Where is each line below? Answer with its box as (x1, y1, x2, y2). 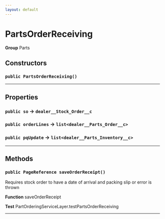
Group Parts (5, 45, 30, 51)
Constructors (5, 59, 47, 67)
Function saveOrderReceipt (5, 194, 61, 200)
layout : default (5, 7, 38, 12)
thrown (5, 185, 20, 190)
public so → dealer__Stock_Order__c (5, 108, 92, 115)
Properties (5, 93, 38, 101)
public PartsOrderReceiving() (5, 73, 78, 79)
